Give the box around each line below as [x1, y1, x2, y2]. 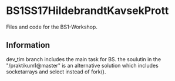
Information [6, 40, 51, 50]
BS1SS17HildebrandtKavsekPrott [6, 4, 169, 17]
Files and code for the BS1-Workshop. [6, 23, 98, 30]
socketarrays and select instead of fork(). [6, 68, 106, 75]
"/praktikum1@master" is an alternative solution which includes [6, 62, 159, 69]
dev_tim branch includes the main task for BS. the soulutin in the [6, 55, 161, 62]
